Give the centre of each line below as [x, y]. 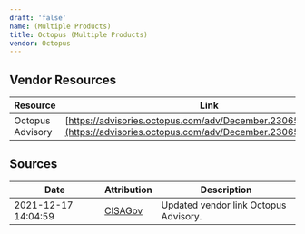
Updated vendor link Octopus [224, 205]
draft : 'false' [38, 18]
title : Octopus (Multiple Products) [79, 34]
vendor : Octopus [40, 43]
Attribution [128, 190]
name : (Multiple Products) [60, 26]
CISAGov [123, 210]
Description [226, 190]
